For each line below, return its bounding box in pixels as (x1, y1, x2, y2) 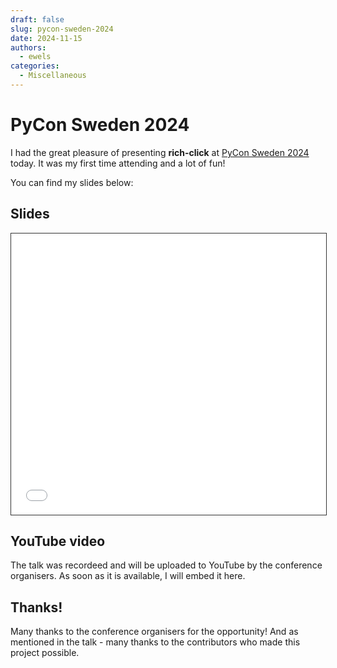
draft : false (10, 14, 65, 25)
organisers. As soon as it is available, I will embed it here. (10, 570, 246, 582)
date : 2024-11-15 (10, 33, 83, 43)
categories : (10, 61, 60, 71)
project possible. (10, 647, 80, 659)
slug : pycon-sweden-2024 (10, 24, 114, 34)
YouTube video (10, 533, 106, 550)
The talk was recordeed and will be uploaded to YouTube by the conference (10, 559, 323, 571)
